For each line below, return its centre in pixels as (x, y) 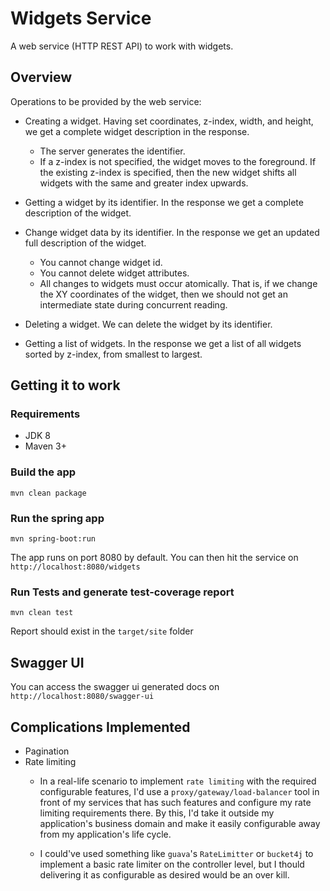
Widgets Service (81, 18)
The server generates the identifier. (112, 151)
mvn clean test (42, 613)
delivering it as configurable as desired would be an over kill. (164, 874)
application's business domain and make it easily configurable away (180, 823)
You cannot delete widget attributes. (114, 273)
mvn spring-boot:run (53, 539)
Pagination (47, 751)
